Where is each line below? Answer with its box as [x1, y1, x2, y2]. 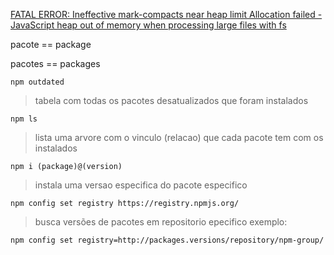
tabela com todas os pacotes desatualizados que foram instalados [34, 95, 309, 106]
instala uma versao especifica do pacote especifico [34, 179, 248, 191]
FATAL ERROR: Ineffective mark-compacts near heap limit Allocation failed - [10, 9, 323, 20]
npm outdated [10, 77, 65, 87]
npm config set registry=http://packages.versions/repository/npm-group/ [10, 235, 325, 245]
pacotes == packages [10, 58, 101, 69]
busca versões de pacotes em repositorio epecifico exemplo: [34, 216, 288, 228]
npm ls [10, 114, 38, 124]
